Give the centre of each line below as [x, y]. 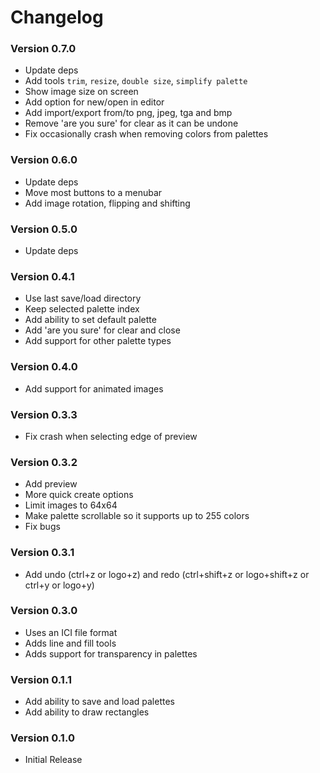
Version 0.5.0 [44, 229]
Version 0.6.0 [44, 160]
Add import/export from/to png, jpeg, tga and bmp [128, 113]
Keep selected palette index [82, 309]
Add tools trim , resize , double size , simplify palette [136, 81]
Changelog [57, 17]
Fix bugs [42, 527]
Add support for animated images [94, 388]
